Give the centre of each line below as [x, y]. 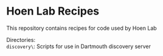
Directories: [21, 40]
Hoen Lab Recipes [53, 11]
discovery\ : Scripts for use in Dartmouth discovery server [78, 46]
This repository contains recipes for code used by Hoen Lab [81, 28]
